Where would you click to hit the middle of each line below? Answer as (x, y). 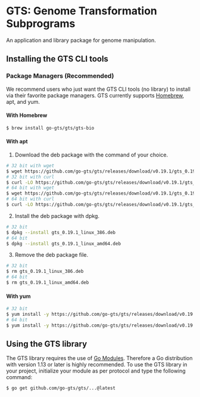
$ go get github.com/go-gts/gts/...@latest (61, 388)
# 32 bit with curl (30, 177)
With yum (18, 296)
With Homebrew (27, 115)
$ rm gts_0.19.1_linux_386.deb (45, 272)
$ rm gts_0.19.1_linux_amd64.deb (48, 283)
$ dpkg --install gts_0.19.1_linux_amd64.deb (63, 244)
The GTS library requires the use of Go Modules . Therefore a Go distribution (99, 358)
